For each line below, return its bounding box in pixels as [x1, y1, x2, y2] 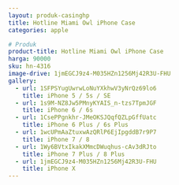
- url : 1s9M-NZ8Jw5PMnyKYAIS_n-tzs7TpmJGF [15, 99, 157, 107]
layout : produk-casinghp [8, 11, 90, 20]
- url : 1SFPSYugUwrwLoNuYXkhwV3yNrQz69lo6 [15, 84, 157, 92]
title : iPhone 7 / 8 [22, 135, 90, 143]
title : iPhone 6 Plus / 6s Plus [22, 121, 129, 129]
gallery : [8, 76, 37, 85]
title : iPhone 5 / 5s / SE [22, 91, 111, 99]
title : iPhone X [22, 165, 76, 173]
